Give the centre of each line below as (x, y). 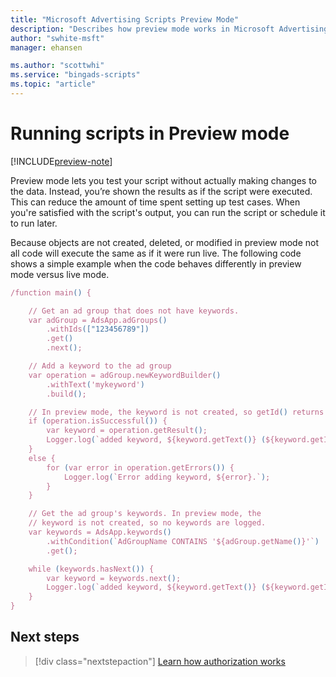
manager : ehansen (46, 47)
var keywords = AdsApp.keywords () (100, 532)
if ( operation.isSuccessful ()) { (98, 421)
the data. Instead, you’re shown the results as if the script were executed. (161, 191)
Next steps (45, 637)
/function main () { (51, 292)
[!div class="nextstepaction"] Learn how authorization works (160, 661)
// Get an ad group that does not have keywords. (134, 311)
